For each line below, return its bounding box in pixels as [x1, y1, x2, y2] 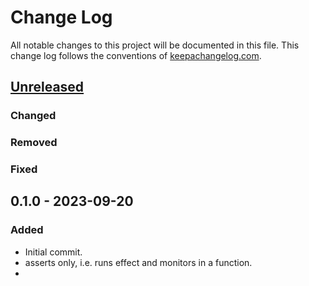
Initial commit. [24, 246, 83, 258]
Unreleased [10, 79, 85, 96]
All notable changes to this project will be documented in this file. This [10, 39, 300, 51]
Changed [10, 109, 57, 123]
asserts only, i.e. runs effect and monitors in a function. [24, 256, 253, 268]
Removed [10, 136, 58, 150]
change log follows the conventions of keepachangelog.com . [10, 49, 262, 61]
